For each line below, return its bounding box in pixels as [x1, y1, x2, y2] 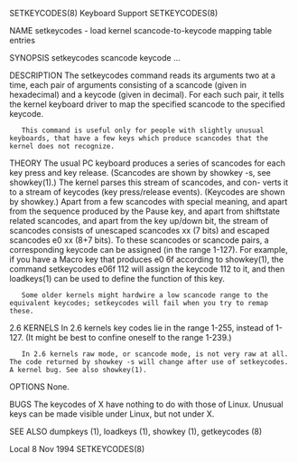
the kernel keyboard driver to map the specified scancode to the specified [9, 99, 286, 110]
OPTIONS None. [9, 381, 70, 392]
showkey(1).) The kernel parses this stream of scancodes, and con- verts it [9, 177, 289, 188]
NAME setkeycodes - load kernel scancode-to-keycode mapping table [9, 25, 273, 35]
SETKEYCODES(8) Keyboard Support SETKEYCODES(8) [9, 8, 219, 18]
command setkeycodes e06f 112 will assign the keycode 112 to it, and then [9, 264, 285, 274]
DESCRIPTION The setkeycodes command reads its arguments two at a [9, 70, 275, 81]
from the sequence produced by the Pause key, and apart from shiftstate [9, 206, 280, 217]
